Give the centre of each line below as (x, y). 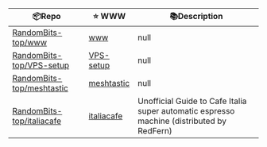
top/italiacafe (37, 121)
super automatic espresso (186, 111)
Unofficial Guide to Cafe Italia (192, 101)
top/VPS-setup (41, 65)
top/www (30, 43)
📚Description (196, 16)
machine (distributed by (182, 121)
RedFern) (155, 131)
